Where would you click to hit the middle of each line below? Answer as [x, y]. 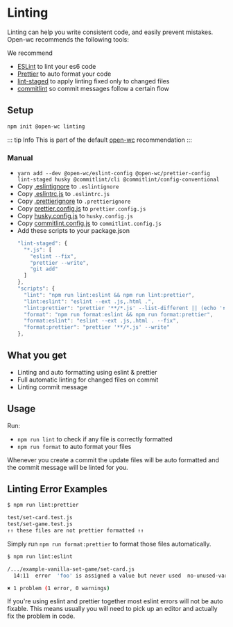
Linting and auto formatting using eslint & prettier [87, 372]
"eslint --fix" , [53, 256]
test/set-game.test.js [40, 524]
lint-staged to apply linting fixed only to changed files [93, 81]
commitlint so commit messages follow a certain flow [93, 88]
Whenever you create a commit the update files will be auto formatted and [113, 459]
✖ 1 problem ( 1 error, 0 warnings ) [59, 588]
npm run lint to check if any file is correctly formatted [95, 439]
